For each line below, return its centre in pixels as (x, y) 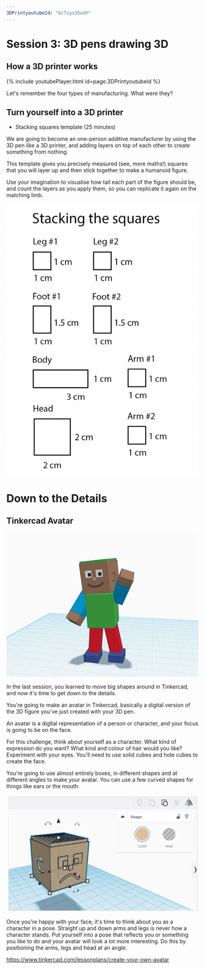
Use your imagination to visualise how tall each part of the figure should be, (101, 182)
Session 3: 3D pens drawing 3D (88, 44)
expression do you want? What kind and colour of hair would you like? (94, 748)
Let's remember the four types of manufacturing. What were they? (90, 93)
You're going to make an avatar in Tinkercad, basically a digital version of (99, 705)
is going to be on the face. (39, 730)
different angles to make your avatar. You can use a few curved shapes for (100, 780)
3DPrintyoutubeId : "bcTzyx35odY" (49, 13)
